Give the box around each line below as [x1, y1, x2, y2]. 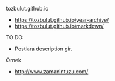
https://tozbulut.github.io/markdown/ [14, 23, 104, 29]
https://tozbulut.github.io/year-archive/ [14, 16, 109, 23]
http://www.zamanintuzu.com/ [14, 68, 89, 75]
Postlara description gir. [14, 45, 72, 52]
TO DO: [6, 34, 25, 41]
